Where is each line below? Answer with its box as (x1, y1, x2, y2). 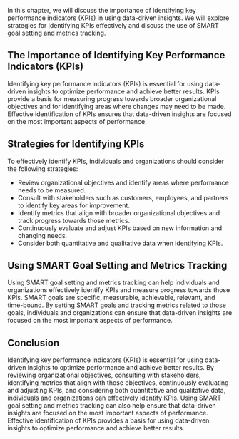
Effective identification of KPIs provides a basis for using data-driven (7, 416, 210, 425)
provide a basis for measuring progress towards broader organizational (7, 94, 217, 103)
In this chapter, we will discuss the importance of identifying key (7, 6, 196, 14)
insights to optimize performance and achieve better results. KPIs (27, 87, 220, 95)
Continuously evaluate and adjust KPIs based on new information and (17, 224, 223, 232)
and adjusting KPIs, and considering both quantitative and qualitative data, (7, 386, 226, 395)
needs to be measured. (17, 185, 86, 195)
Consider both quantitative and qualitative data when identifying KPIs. (17, 239, 223, 247)
